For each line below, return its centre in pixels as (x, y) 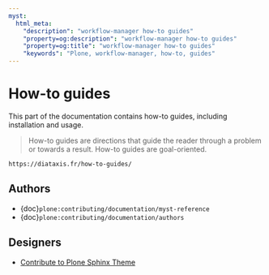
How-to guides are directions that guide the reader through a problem (145, 140)
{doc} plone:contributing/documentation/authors (102, 217)
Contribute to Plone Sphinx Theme (78, 262)
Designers (35, 243)
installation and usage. (46, 125)
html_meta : (34, 24)
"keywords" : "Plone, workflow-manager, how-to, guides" (120, 54)
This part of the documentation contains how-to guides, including (118, 116)
